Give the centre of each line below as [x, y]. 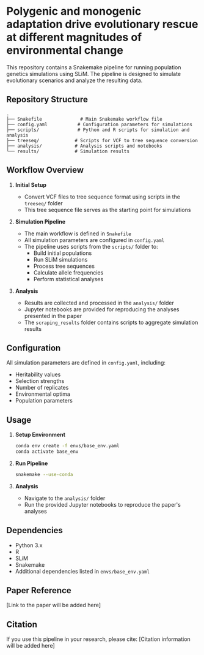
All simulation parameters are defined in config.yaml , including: [86, 363]
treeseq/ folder [43, 203]
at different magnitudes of [74, 37]
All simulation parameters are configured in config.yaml [94, 240]
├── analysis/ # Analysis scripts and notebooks [85, 146]
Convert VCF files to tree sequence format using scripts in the [102, 197]
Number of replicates [42, 388]
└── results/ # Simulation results [68, 151]
